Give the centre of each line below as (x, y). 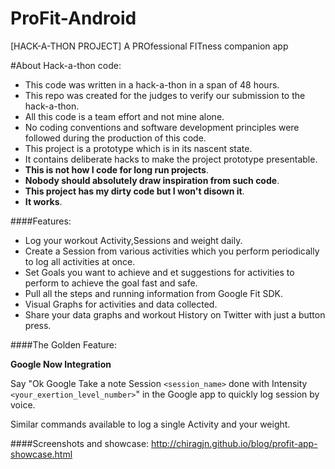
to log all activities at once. (80, 261)
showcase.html (41, 454)
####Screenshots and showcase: (80, 443)
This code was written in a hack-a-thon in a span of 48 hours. (152, 84)
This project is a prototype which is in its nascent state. (138, 148)
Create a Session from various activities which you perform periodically (172, 251)
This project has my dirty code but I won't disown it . (134, 191)
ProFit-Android (73, 18)
